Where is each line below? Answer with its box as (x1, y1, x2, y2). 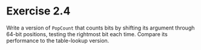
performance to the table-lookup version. (6, 37, 110, 44)
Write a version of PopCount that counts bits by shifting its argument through (6, 24, 195, 31)
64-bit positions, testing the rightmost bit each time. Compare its (6, 30, 168, 37)
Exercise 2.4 (6, 4, 71, 18)
